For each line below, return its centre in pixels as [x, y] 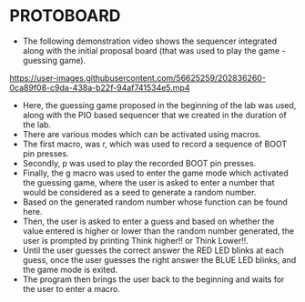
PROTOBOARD [65, 16]
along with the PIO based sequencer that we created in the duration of [154, 115]
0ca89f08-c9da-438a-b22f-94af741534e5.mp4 [100, 87]
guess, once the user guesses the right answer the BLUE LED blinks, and [159, 259]
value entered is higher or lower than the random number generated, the [158, 231]
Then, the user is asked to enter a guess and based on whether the [148, 221]
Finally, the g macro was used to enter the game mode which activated [155, 173]
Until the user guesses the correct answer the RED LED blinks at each [153, 250]
